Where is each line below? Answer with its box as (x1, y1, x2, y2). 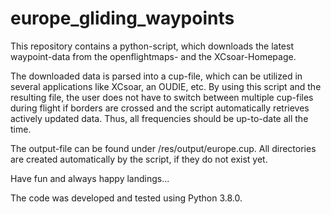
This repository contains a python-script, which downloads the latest (10, 40, 294, 52)
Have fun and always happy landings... (10, 172, 170, 184)
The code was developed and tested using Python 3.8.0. (10, 192, 243, 204)
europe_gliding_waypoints (10, 7, 235, 30)
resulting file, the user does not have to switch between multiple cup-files (10, 91, 314, 103)
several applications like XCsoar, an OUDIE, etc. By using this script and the (10, 80, 322, 92)
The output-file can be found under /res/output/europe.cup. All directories (10, 142, 317, 154)
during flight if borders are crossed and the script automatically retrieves (10, 102, 310, 114)
